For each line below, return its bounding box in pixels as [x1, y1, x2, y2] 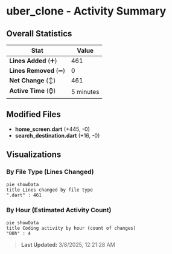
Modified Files [6, 109, 62, 119]
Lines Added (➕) [9, 56, 57, 65]
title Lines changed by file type [6, 187, 94, 193]
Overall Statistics [6, 28, 72, 39]
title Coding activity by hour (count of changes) [6, 225, 136, 231]
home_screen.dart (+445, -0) [14, 125, 91, 133]
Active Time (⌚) [9, 87, 56, 95]
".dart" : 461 [6, 192, 42, 198]
